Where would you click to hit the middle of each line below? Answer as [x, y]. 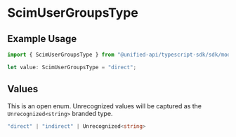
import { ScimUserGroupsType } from [61, 55]
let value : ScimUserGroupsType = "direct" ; [72, 67]
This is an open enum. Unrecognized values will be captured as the [105, 106]
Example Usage [42, 39]
